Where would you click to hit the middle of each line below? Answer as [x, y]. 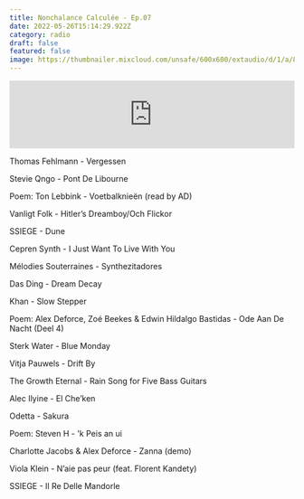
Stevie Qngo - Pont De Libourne [69, 179]
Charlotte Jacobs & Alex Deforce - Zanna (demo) [100, 451]
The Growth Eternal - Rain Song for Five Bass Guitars [108, 381]
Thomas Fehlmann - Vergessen [68, 161]
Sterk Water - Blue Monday [60, 346]
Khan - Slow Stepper [48, 301]
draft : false [34, 43]
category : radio [40, 34]
